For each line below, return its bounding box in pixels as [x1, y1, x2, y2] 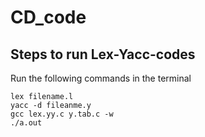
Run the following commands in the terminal [10, 72, 192, 84]
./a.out [10, 118, 43, 128]
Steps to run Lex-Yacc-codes [10, 46, 196, 63]
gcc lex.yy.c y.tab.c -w [10, 109, 114, 119]
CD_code [10, 6, 87, 29]
